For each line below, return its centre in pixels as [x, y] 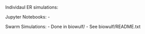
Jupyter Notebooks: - [28, 17]
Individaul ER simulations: [32, 7]
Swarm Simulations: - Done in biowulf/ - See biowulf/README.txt [73, 26]
